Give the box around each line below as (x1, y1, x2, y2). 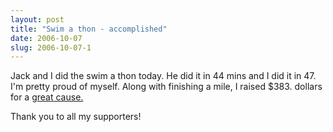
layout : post (10, 14, 65, 25)
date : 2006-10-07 (10, 33, 83, 43)
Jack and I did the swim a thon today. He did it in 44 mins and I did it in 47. (10, 70, 317, 82)
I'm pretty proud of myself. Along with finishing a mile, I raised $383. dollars (10, 81, 323, 93)
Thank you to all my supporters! (10, 111, 142, 123)
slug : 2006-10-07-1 (10, 42, 92, 53)
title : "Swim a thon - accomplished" (10, 24, 168, 34)
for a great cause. (10, 91, 84, 103)
